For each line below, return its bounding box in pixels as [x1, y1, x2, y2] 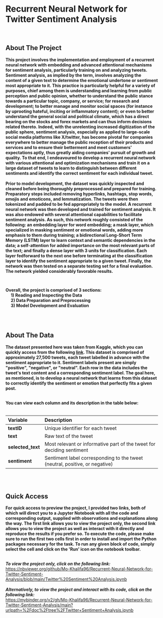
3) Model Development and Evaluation [11, 302, 89, 308]
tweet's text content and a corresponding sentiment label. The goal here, [5, 370, 155, 376]
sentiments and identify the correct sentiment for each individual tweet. [5, 170, 154, 176]
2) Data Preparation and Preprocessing [11, 297, 91, 303]
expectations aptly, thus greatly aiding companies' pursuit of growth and [5, 150, 155, 155]
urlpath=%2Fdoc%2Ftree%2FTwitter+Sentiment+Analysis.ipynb [5, 607, 133, 613]
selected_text [8, 443, 40, 450]
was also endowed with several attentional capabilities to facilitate [5, 211, 142, 217]
